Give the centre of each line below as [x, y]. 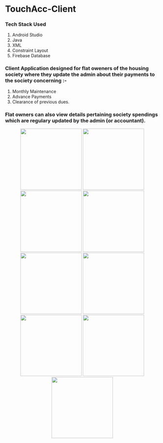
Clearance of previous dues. [41, 102]
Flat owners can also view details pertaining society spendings [81, 115]
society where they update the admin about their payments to [80, 74]
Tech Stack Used [26, 24]
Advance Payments [32, 96]
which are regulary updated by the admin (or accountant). [75, 120]
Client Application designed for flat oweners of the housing [77, 69]
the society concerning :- [36, 81]
